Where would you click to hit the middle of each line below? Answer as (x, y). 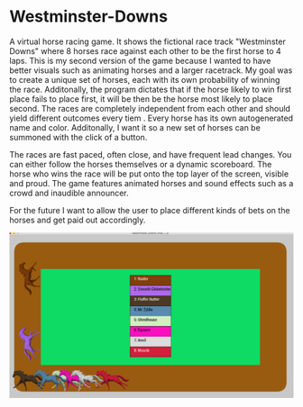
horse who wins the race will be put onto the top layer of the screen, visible (149, 174)
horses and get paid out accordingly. (78, 220)
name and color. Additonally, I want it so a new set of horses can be (135, 127)
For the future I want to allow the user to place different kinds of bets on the (150, 210)
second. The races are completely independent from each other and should (150, 108)
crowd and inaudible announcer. (69, 193)
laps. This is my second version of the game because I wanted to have (140, 60)
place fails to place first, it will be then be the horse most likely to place (141, 99)
